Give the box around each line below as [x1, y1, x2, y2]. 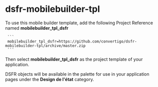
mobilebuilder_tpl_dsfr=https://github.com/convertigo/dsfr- [7, 39, 137, 44]
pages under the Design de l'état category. [5, 76, 94, 82]
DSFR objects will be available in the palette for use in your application [5, 71, 150, 77]
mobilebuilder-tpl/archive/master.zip [5, 43, 86, 48]
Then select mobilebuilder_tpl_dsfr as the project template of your [5, 56, 143, 62]
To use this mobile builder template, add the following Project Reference [5, 20, 154, 26]
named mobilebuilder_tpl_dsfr [5, 25, 69, 31]
